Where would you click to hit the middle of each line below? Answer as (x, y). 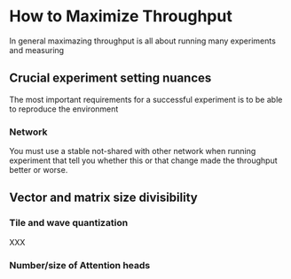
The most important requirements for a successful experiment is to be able (146, 99)
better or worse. (39, 170)
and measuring (37, 50)
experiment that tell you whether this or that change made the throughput (143, 160)
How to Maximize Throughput (121, 16)
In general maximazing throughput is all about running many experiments (143, 41)
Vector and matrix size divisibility (103, 198)
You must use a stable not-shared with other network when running (133, 151)
